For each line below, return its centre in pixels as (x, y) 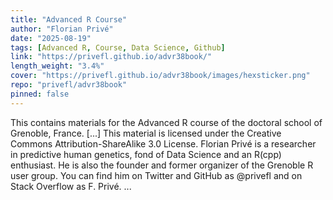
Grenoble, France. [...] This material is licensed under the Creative (146, 133)
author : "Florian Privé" (62, 29)
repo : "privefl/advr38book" (69, 85)
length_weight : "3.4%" (57, 66)
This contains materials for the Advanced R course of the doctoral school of (166, 122)
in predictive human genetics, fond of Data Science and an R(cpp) (146, 154)
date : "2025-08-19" (51, 38)
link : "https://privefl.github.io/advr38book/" (111, 57)
